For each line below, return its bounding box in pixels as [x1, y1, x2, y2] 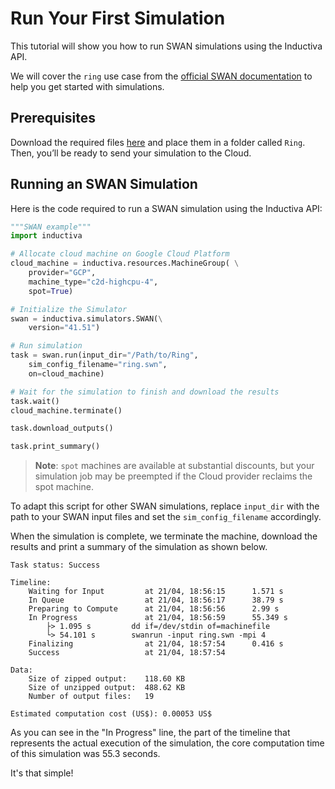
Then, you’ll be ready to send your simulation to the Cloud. [10, 147, 252, 159]
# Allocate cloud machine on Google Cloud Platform [10, 249, 230, 259]
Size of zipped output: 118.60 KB [28, 674, 186, 684]
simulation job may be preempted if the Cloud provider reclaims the [34, 470, 313, 482]
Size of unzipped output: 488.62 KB [28, 683, 186, 693]
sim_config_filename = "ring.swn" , [28, 360, 168, 370]
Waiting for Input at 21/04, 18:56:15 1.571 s [28, 587, 284, 597]
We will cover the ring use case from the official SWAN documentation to [10, 70, 313, 82]
